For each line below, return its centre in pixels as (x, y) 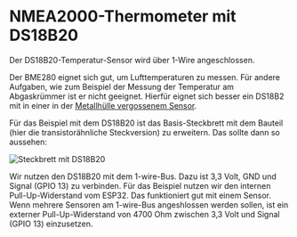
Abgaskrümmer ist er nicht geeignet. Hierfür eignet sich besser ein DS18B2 (147, 96)
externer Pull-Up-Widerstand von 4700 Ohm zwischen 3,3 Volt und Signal (144, 214)
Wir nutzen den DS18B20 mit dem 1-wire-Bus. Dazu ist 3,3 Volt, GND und (143, 176)
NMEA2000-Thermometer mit (123, 16)
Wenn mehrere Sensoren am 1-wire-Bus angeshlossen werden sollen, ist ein (149, 204)
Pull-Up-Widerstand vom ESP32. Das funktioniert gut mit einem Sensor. (140, 195)
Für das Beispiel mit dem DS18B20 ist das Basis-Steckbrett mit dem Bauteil (146, 123)
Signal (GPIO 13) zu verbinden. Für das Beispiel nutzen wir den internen (140, 185)
